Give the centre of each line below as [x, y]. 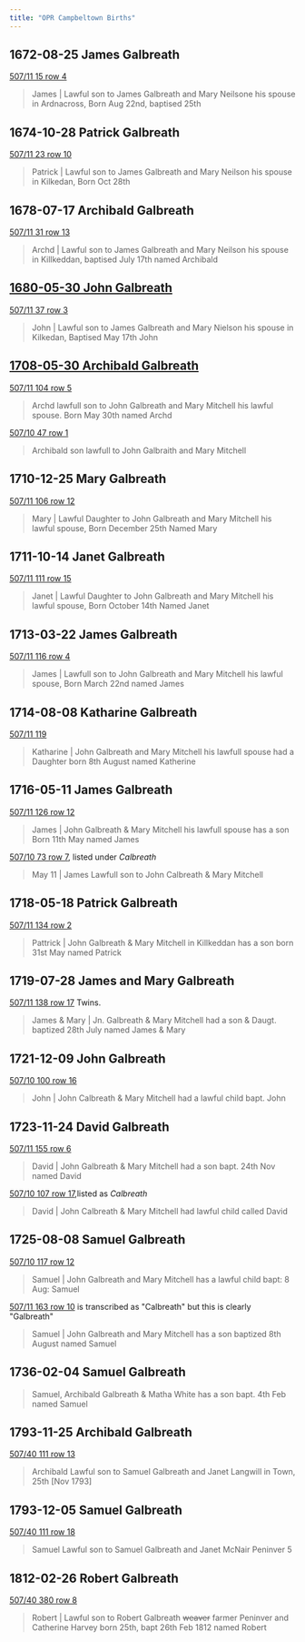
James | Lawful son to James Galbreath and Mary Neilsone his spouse [163, 94]
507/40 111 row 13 [42, 1454]
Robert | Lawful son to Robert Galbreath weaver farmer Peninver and [160, 1618]
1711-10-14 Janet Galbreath [87, 556]
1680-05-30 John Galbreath [91, 288]
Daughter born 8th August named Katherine [114, 761]
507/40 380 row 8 [43, 1600]
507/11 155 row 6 [40, 1148]
